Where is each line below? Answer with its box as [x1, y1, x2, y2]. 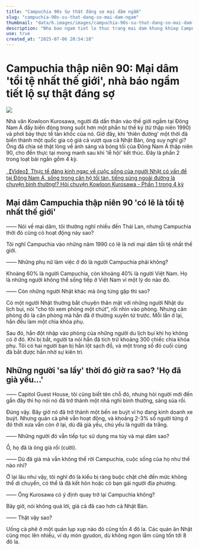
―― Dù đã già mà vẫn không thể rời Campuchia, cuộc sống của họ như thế [6, 455, 190, 462]
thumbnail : [6, 20, 33, 25]
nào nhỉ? [6, 462, 27, 469]
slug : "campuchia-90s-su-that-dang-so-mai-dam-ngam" [6, 14, 139, 20]
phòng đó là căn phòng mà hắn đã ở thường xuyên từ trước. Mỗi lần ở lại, [6, 312, 184, 319]
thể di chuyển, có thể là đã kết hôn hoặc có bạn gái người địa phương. [6, 479, 176, 487]
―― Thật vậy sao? [6, 514, 52, 521]
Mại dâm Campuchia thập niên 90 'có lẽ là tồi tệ [6, 198, 185, 208]
